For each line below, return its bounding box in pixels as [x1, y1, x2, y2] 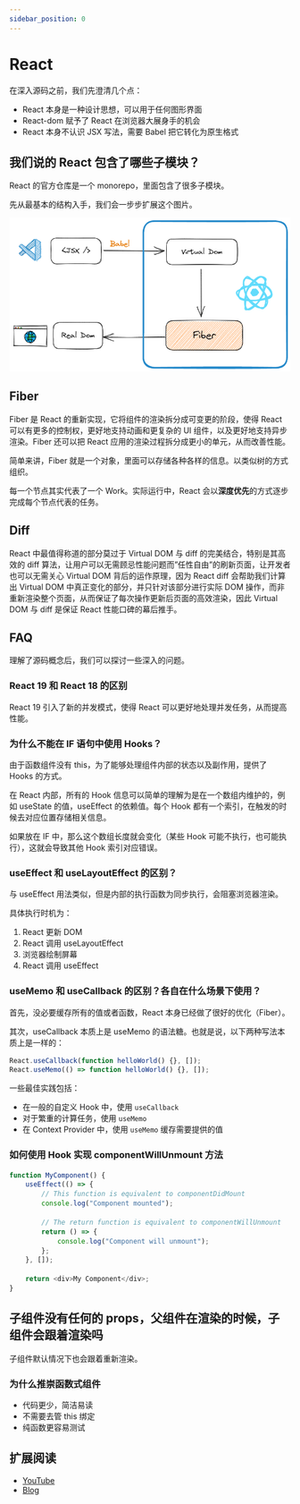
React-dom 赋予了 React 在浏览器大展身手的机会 [21, 115, 201, 125]
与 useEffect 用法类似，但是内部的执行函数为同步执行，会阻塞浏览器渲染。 [9, 888, 284, 899]
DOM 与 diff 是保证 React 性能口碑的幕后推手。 [9, 604, 182, 615]
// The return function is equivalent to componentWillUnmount [41, 1218, 281, 1227]
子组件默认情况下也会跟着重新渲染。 [9, 1353, 143, 1364]
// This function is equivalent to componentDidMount [41, 1190, 246, 1199]
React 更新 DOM [21, 927, 83, 938]
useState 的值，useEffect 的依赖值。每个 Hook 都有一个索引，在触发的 [19, 801, 279, 811]
